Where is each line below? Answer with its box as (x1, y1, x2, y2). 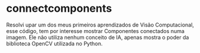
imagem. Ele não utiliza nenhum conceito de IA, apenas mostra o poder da (6, 34, 189, 41)
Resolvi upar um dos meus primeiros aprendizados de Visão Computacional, (6, 21, 194, 28)
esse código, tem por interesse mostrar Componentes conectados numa (6, 27, 185, 34)
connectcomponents (6, 2, 112, 15)
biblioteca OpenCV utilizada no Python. (6, 40, 103, 47)
